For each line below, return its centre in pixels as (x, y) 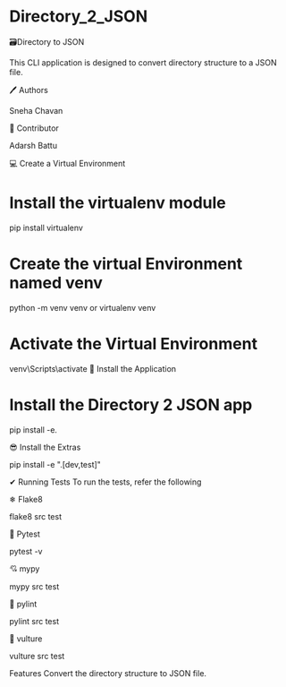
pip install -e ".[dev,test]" (55, 464)
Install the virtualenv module (118, 203)
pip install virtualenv (46, 228)
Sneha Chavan (36, 110)
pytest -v (26, 551)
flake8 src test (36, 516)
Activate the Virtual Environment (133, 344)
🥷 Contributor (34, 128)
